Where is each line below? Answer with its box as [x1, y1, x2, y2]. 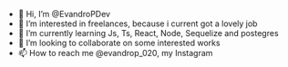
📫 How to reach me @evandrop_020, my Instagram [17, 48, 213, 58]
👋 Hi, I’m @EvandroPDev [17, 9, 111, 19]
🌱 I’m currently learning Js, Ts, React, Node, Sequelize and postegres [17, 28, 280, 38]
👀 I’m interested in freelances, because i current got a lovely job [17, 18, 258, 29]
